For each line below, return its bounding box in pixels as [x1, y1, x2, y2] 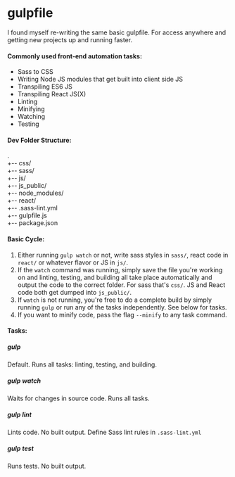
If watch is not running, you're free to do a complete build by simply [17, 295, 212, 304]
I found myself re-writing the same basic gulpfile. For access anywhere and [7, 28, 227, 37]
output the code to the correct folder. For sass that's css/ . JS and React [17, 280, 226, 289]
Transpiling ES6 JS [17, 82, 72, 91]
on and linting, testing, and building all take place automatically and [17, 273, 212, 281]
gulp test [7, 444, 34, 452]
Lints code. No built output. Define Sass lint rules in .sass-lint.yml [7, 428, 202, 437]
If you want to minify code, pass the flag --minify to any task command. [17, 310, 227, 319]
